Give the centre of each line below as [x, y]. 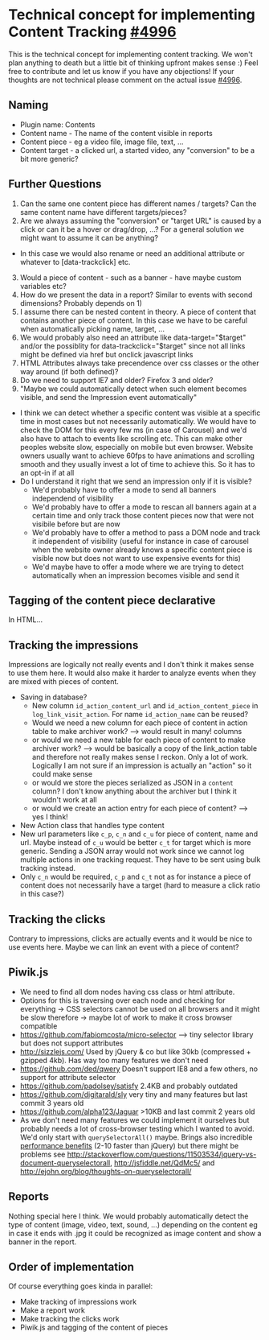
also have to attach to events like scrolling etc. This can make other [131, 438]
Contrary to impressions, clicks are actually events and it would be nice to [130, 938]
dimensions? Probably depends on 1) [81, 303]
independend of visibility [73, 498]
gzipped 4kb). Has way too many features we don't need [114, 1060]
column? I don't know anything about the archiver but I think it [134, 791]
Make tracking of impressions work [78, 1302]
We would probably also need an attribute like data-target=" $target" [133, 337]
